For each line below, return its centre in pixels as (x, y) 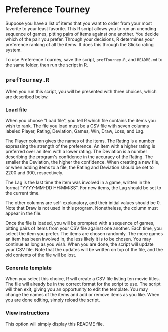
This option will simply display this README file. (55, 324)
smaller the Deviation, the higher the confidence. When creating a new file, (82, 162)
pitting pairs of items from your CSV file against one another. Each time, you (83, 228)
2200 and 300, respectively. (34, 173)
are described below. (27, 97)
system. (13, 50)
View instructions (27, 313)
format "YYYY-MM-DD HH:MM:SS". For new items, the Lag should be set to (83, 188)
